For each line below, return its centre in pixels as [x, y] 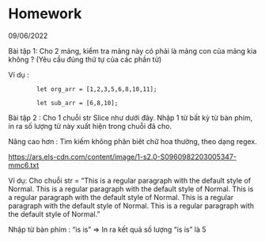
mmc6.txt [24, 165]
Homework [45, 14]
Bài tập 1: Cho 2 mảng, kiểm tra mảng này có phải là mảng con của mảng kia [132, 51]
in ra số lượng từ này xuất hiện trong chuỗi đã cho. [90, 126]
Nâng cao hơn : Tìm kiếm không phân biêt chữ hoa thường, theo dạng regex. [132, 141]
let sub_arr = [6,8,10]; [78, 103]
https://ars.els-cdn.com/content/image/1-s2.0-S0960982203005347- [123, 157]
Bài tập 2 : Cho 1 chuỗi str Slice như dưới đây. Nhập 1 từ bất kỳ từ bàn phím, [131, 117]
